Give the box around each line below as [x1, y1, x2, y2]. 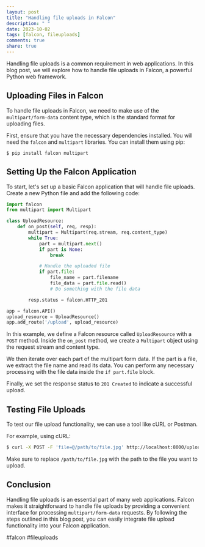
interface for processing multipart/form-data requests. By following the [6, 508, 187, 516]
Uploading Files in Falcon [6, 91, 104, 101]
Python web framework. [6, 73, 67, 80]
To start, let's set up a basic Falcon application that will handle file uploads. [6, 183, 195, 190]
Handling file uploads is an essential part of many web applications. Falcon [6, 496, 195, 503]
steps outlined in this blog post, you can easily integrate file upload [6, 515, 175, 523]
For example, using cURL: [6, 433, 71, 440]
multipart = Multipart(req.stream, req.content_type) [28, 229, 168, 236]
